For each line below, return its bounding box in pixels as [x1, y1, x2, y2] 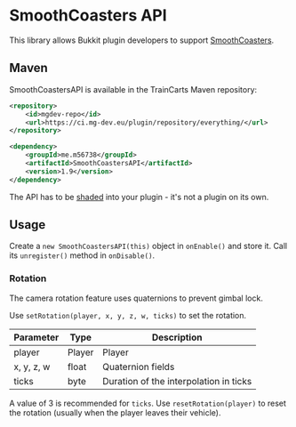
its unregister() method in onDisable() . [9, 250, 156, 261]
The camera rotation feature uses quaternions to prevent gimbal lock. [9, 293, 264, 303]
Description [151, 331, 203, 343]
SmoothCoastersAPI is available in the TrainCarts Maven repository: [9, 84, 258, 94]
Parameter [13, 331, 60, 343]
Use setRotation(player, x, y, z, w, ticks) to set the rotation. [9, 310, 247, 320]
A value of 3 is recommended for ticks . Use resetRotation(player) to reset [9, 398, 287, 408]
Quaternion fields [101, 360, 175, 373]
